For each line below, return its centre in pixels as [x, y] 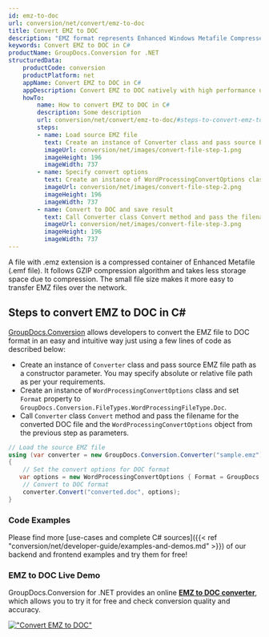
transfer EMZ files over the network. [68, 287]
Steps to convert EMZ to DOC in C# [97, 313]
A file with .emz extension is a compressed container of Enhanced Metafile [132, 262]
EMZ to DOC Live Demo [54, 575]
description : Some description [89, 113]
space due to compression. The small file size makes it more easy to [121, 279]
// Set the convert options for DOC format [96, 470]
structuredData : [35, 61]
